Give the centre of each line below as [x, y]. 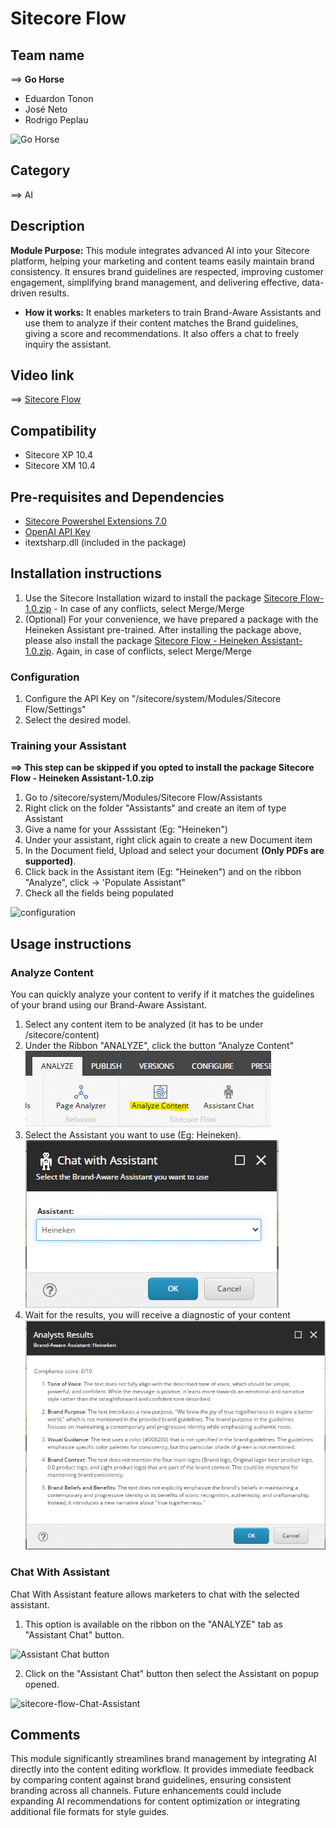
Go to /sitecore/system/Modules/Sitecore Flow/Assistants [143, 798]
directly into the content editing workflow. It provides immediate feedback [162, 1769]
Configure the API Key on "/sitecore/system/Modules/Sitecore [153, 699]
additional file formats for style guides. [90, 1812]
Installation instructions [86, 573]
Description [47, 226]
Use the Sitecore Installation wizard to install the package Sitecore [161, 598]
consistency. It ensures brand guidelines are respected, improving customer [167, 271]
